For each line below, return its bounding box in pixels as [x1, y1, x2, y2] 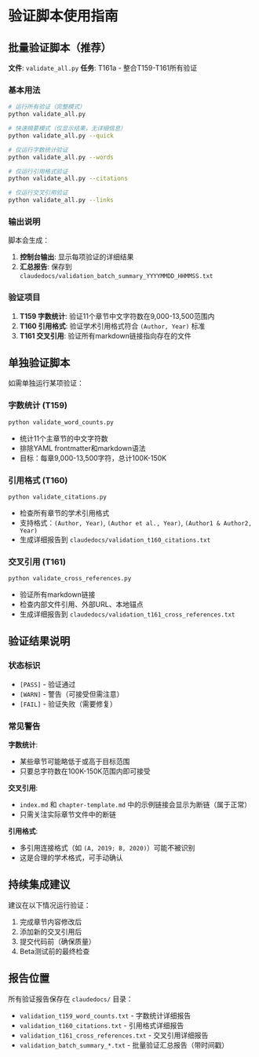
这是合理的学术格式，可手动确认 [19, 853, 123, 862]
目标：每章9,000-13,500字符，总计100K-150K [19, 453, 167, 463]
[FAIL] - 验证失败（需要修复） [19, 699, 118, 708]
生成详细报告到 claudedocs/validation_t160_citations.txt [19, 535, 211, 544]
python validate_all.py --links [8, 196, 114, 204]
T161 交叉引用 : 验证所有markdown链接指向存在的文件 [19, 331, 192, 340]
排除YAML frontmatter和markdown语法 [19, 443, 146, 452]
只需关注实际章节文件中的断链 [19, 810, 116, 819]
